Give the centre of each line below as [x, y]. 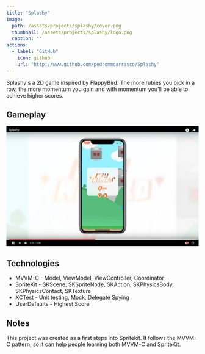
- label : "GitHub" [35, 52]
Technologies [33, 263]
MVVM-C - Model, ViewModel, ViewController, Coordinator [90, 278]
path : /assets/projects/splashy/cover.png [67, 26]
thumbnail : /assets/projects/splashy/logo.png [72, 32]
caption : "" [27, 39]
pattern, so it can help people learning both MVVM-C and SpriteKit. [96, 344]
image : [15, 19]
